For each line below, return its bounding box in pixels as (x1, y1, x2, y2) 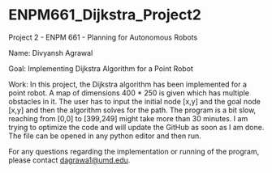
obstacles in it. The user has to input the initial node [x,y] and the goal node (8, 96, 261, 106)
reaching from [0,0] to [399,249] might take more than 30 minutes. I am (8, 113, 248, 123)
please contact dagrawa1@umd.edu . (8, 155, 131, 165)
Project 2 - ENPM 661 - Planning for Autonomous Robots (8, 32, 198, 42)
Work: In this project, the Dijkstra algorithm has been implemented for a (8, 79, 248, 89)
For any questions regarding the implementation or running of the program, (8, 146, 260, 156)
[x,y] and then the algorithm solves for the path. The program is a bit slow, (8, 105, 257, 115)
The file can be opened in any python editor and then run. (8, 131, 201, 141)
